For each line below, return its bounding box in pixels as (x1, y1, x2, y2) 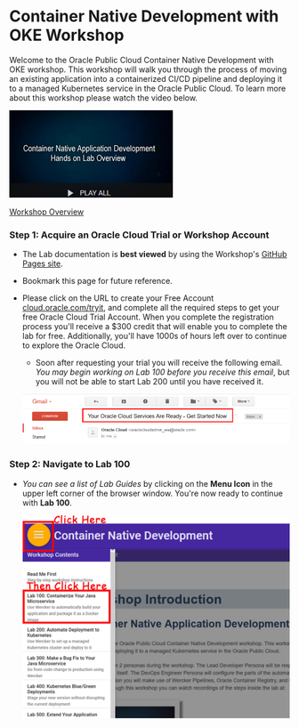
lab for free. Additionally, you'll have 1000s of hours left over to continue (21, 331, 287, 342)
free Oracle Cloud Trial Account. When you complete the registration (21, 311, 274, 322)
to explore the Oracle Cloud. (21, 340, 126, 351)
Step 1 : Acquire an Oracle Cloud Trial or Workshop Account (9, 229, 270, 241)
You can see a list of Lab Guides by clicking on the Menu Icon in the (21, 478, 273, 489)
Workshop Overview (9, 206, 85, 217)
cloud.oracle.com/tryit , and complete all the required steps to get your (21, 303, 280, 313)
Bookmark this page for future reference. (21, 276, 174, 287)
